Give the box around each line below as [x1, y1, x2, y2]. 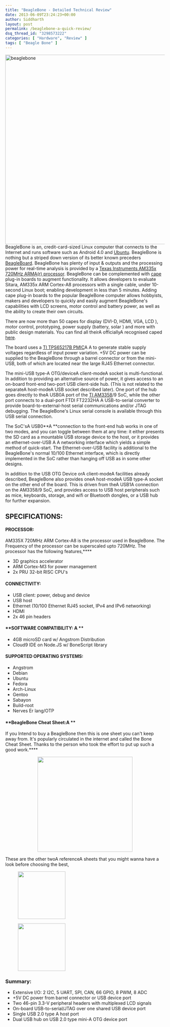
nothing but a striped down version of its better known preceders [5, 254, 141, 261]
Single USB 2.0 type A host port [12, 1011, 79, 1017]
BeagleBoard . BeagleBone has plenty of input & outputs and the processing [5, 260, 163, 266]
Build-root [12, 702, 34, 708]
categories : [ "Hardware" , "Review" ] [5, 36, 87, 41]
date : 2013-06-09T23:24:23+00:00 [5, 12, 76, 17]
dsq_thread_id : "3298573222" [5, 31, 67, 36]
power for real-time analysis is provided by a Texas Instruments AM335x [5, 265, 157, 271]
